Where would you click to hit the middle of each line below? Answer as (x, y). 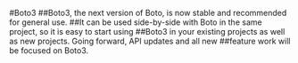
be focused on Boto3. (49, 51)
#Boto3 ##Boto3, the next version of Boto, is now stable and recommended (148, 13)
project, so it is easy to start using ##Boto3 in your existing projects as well (147, 31)
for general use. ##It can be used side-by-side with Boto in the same (136, 22)
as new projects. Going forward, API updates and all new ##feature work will (150, 41)
